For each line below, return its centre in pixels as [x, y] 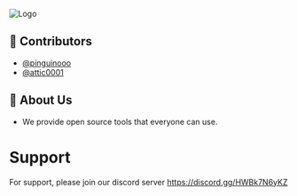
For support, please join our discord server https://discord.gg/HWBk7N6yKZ [148, 182]
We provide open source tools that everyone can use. [120, 122]
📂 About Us [41, 101]
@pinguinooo [47, 63]
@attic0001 [43, 72]
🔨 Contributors [51, 41]
